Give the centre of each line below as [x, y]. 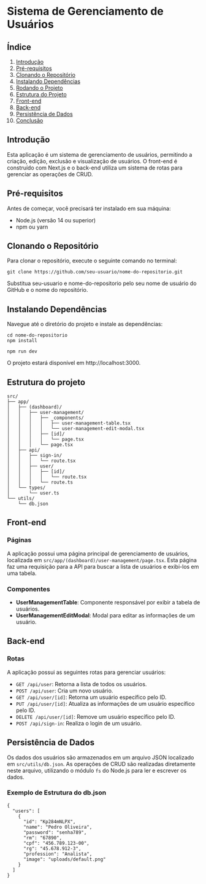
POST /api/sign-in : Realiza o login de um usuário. [79, 723]
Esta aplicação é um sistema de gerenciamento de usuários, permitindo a [100, 154]
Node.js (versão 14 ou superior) [56, 220]
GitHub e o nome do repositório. [48, 290]
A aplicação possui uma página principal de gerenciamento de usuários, [98, 553]
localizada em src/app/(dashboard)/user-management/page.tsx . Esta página [102, 560]
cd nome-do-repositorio [37, 335]
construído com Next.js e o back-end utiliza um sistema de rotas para [95, 168]
